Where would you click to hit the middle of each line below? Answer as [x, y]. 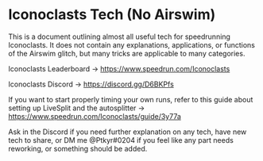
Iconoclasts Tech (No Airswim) [112, 15]
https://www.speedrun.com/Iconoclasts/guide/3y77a [95, 116]
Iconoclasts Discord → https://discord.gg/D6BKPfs [91, 84]
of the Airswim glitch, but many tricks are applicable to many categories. [127, 53]
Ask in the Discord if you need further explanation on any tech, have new [128, 132]
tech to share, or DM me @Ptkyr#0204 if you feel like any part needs [121, 140]
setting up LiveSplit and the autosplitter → [77, 108]
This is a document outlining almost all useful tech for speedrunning [119, 36]
